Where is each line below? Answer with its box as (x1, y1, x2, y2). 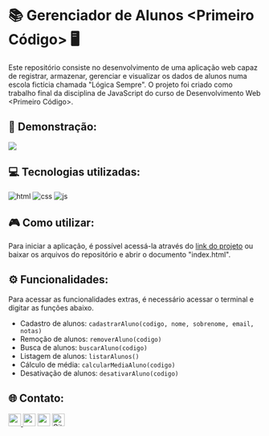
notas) (19, 327, 43, 335)
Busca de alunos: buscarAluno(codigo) (19, 343, 148, 352)
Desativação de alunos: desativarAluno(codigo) (19, 368, 179, 378)
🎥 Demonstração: (8, 120, 98, 134)
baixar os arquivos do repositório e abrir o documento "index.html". (8, 250, 231, 260)
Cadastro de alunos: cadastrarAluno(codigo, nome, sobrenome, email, (19, 319, 255, 328)
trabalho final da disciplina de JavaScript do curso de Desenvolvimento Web (8, 88, 261, 97)
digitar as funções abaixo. (8, 302, 95, 312)
